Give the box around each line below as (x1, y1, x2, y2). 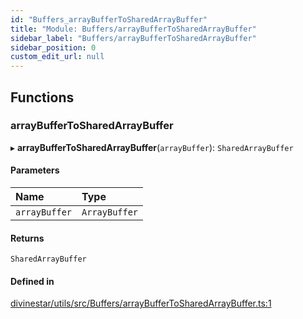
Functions (10, 89, 75, 106)
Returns (10, 232, 45, 244)
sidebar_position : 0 (10, 42, 97, 53)
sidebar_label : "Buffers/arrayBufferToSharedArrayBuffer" (10, 33, 257, 43)
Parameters (10, 164, 60, 176)
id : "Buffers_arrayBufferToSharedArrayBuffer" (10, 14, 208, 25)
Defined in (10, 275, 55, 287)
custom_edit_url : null (10, 52, 105, 62)
